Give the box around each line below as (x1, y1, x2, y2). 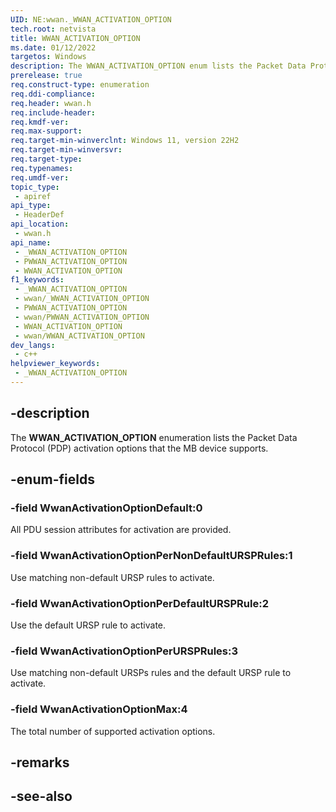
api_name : (10, 237, 52, 248)
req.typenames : (10, 163, 74, 173)
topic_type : (10, 182, 60, 192)
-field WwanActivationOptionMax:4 (10, 702, 188, 716)
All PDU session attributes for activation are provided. (10, 524, 232, 536)
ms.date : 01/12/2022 (10, 42, 97, 53)
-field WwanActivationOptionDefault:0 (10, 501, 203, 515)
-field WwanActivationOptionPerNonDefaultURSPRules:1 (10, 549, 293, 563)
